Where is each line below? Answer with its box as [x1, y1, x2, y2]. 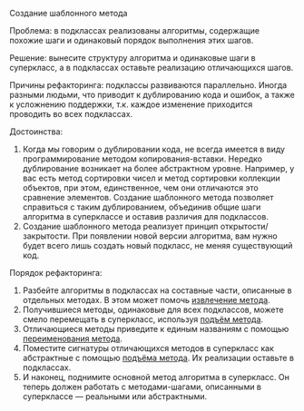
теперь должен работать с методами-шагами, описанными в [22, 381, 261, 392]
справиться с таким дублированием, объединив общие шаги [22, 201, 261, 212]
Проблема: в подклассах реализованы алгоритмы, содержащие [9, 25, 260, 35]
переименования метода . [22, 333, 123, 344]
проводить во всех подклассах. [9, 109, 133, 119]
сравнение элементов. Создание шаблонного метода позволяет [22, 192, 274, 202]
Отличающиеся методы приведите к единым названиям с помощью [22, 324, 289, 334]
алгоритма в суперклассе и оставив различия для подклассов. [22, 211, 270, 221]
